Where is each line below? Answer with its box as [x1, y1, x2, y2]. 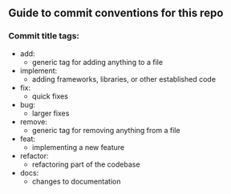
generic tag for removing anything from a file [31, 125, 180, 135]
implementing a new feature [31, 142, 125, 152]
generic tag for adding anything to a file [31, 57, 163, 67]
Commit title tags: [8, 30, 80, 42]
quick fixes [31, 91, 68, 101]
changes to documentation [31, 176, 121, 186]
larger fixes [31, 108, 70, 118]
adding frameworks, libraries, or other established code [31, 74, 217, 83]
